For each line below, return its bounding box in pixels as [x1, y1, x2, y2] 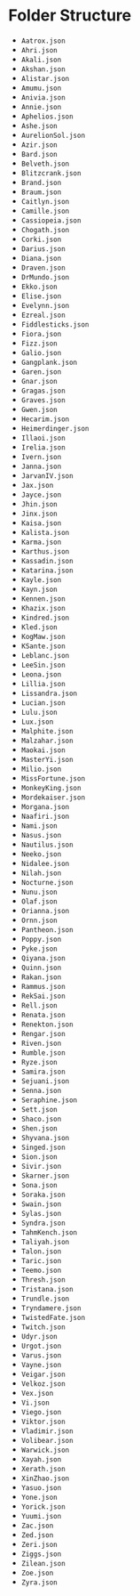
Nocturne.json [20, 878, 74, 887]
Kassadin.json [20, 556, 74, 565]
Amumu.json [20, 84, 62, 93]
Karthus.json [20, 547, 70, 556]
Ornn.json [20, 916, 58, 925]
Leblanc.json [20, 651, 70, 660]
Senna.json [20, 1086, 62, 1095]
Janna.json [20, 462, 62, 471]
